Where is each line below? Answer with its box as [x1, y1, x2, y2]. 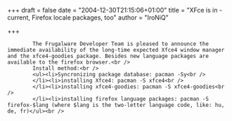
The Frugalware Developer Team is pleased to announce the [32, 41, 210, 48]
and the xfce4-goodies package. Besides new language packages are [7, 52, 210, 59]
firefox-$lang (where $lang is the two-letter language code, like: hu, [7, 101, 225, 108]
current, [7, 13, 30, 22]
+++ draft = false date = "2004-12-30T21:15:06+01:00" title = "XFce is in [7, 6, 218, 14]
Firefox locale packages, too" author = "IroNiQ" [31, 13, 169, 22]
